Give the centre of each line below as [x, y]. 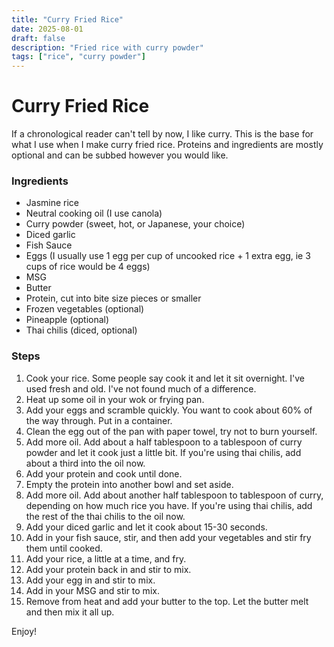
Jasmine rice [52, 203]
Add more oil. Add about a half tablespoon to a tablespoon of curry [164, 442]
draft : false [38, 38]
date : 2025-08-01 [47, 29]
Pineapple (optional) [67, 320]
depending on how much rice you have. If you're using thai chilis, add [169, 505]
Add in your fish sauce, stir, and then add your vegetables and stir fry [168, 537]
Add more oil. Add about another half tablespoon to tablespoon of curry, [174, 495]
